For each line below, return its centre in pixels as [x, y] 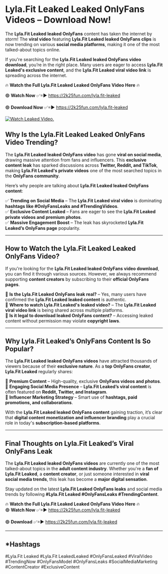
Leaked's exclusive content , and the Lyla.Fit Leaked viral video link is [78, 70]
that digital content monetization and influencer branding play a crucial [80, 418]
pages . [12, 284]
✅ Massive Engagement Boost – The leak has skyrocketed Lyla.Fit [74, 222]
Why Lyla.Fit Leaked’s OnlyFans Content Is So [78, 341]
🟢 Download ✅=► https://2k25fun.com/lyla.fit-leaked [61, 522]
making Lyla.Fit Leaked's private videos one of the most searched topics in [83, 170]
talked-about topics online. [33, 50]
